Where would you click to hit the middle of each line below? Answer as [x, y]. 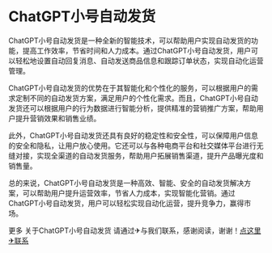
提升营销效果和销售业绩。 [58, 118]
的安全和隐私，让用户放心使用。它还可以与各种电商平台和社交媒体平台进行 [132, 145]
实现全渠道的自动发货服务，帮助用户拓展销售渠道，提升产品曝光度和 [150, 155]
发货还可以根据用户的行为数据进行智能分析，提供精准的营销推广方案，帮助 [132, 108]
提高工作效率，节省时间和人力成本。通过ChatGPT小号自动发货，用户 [137, 50]
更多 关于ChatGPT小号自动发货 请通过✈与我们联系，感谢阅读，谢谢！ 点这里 [135, 230]
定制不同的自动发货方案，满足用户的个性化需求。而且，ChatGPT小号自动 [137, 98]
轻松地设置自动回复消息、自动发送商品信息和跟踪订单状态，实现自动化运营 [139, 61]
